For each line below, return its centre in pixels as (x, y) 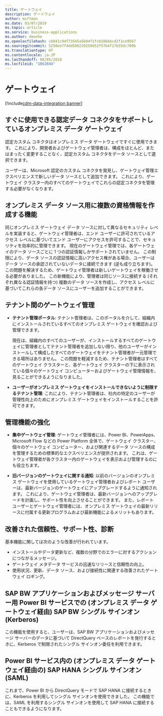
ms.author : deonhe (24, 37)
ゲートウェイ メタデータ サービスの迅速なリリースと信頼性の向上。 (79, 564)
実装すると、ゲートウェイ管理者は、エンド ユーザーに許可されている (82, 233)
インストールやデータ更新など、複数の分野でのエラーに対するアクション (84, 552)
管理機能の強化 (27, 422)
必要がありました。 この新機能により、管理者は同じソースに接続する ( (79, 276)
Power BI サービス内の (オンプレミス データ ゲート (80, 661)
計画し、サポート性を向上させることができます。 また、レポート (90, 500)
